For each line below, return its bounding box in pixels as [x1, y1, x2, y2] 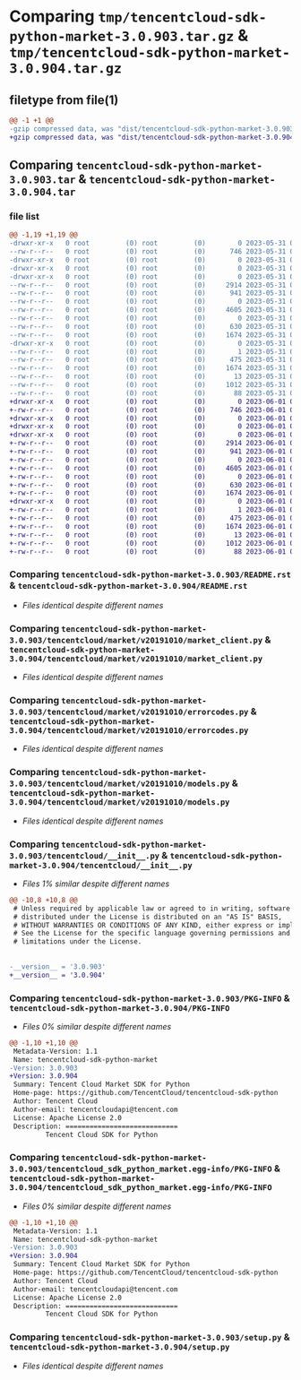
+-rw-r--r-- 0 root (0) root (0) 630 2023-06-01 [9, 480, 287, 489]
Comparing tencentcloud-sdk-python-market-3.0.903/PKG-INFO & [9, 992, 290, 1005]
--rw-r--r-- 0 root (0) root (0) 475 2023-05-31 [9, 356, 287, 365]
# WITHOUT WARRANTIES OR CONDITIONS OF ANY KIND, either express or [13, 920, 275, 929]
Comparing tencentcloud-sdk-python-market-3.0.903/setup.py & [9, 1331, 290, 1343]
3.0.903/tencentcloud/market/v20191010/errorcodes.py [9, 706, 249, 717]
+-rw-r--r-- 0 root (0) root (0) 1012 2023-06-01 [9, 539, 287, 548]
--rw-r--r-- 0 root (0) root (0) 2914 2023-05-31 [9, 280, 287, 289]
